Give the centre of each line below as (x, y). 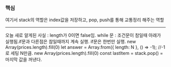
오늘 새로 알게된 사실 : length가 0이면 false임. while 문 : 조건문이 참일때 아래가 (83, 35)
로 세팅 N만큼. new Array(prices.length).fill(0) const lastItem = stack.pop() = (84, 53)
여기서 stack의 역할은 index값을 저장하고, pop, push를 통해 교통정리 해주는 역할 (85, 20)
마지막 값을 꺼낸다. (24, 59)
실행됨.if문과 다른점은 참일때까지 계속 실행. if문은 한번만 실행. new (71, 42)
